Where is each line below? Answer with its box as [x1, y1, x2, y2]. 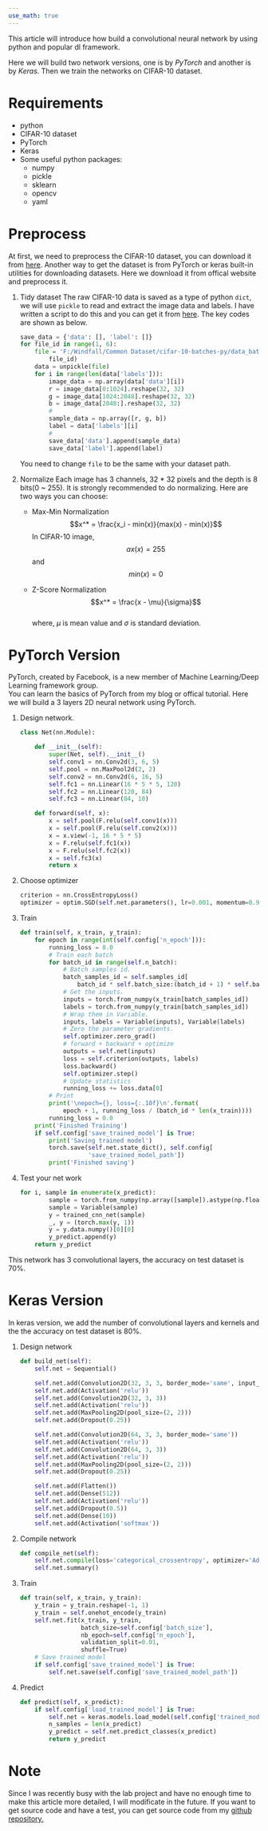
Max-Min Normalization [31, 506, 109, 516]
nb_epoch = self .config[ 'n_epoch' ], [81, 1631, 195, 1639]
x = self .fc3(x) [49, 854, 103, 862]
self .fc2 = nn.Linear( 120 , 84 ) [49, 787, 153, 795]
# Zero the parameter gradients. [62, 1025, 174, 1033]
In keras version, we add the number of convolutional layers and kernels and [8, 1318, 259, 1327]
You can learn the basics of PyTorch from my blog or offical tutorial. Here [8, 689, 249, 699]
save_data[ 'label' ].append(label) [49, 444, 164, 452]
